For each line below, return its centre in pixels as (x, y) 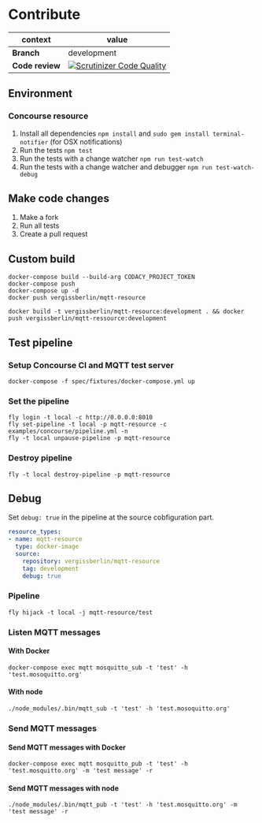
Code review (36, 65)
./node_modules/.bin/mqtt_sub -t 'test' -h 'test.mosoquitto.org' (119, 709)
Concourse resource (48, 116)
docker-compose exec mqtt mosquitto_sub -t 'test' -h (98, 668)
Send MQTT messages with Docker (67, 747)
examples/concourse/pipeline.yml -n (68, 431)
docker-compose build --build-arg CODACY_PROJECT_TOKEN (101, 277)
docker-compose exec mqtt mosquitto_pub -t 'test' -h (98, 764)
